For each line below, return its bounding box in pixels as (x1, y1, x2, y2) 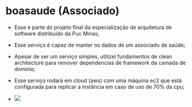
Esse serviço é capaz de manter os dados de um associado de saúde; (14, 41, 185, 48)
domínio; (14, 65, 36, 72)
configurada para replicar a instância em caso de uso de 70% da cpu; (14, 83, 185, 90)
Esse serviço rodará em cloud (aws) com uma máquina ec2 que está (14, 77, 182, 84)
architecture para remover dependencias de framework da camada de (14, 59, 186, 66)
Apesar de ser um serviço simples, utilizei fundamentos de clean (14, 53, 172, 60)
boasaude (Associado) (5, 4, 120, 18)
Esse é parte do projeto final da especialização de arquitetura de (14, 24, 172, 31)
